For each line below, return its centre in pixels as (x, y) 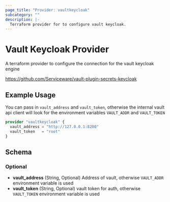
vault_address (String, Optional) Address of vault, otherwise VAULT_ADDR (88, 178)
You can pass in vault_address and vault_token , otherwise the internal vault (85, 107)
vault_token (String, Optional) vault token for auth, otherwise (77, 189)
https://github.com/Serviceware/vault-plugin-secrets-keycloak (71, 79)
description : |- (22, 19)
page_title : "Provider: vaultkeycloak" (48, 10)
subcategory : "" (22, 15)
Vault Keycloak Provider (57, 49)
